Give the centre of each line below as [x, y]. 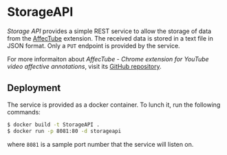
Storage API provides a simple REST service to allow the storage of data [109, 31]
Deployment [34, 88]
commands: [24, 112]
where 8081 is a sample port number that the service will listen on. [100, 144]
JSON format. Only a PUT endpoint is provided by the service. [94, 45]
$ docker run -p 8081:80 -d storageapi [64, 131]
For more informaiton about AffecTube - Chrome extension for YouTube [108, 59]
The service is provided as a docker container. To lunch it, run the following [114, 105]
